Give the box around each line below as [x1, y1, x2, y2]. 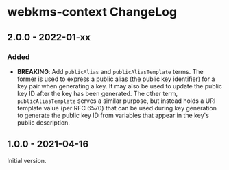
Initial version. [7, 156, 47, 165]
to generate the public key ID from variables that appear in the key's [16, 111, 209, 119]
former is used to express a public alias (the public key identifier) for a [16, 75, 215, 83]
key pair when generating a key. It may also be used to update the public [16, 82, 223, 90]
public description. [16, 118, 71, 127]
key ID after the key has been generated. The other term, [16, 89, 178, 97]
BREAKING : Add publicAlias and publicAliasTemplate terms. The [16, 67, 204, 75]
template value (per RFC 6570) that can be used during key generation [16, 104, 217, 112]
